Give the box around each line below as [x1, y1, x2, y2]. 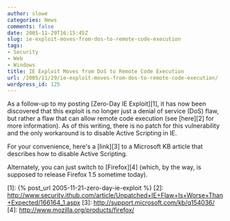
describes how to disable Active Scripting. [7, 150, 128, 158]
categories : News [7, 17, 57, 23]
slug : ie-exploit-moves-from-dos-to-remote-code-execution [7, 36, 182, 43]
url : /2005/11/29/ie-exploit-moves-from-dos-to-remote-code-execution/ [7, 74, 218, 81]
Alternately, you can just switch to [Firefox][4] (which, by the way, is [7, 163, 202, 171]
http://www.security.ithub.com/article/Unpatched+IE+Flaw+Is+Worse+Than [7, 191, 224, 200]
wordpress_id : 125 [7, 81, 60, 88]
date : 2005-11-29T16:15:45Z [7, 29, 89, 37]
